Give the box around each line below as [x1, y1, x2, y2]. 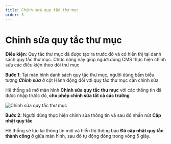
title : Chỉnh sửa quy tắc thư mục [5, 7, 79, 13]
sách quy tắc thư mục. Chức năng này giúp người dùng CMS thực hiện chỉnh [5, 57, 166, 63]
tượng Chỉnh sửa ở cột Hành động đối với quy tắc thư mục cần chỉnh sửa [5, 77, 159, 83]
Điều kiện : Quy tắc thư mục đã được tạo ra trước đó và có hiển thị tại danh [5, 51, 162, 57]
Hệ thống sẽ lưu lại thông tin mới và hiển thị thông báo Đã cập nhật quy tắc [5, 128, 164, 134]
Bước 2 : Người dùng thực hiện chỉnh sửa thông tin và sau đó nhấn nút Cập [5, 112, 162, 118]
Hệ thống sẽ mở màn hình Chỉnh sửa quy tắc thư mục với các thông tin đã [5, 87, 162, 93]
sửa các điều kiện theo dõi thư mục [5, 62, 80, 68]
